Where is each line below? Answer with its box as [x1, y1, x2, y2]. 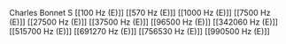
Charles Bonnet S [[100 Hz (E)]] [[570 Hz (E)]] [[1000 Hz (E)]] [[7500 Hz [9, 8, 271, 18]
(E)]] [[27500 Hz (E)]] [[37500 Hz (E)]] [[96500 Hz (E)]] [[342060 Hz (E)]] [9, 17, 279, 27]
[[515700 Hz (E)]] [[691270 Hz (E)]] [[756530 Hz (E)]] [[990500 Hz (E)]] [9, 26, 270, 36]
